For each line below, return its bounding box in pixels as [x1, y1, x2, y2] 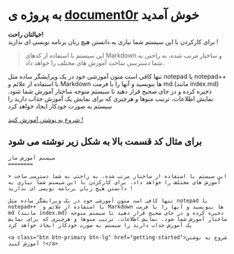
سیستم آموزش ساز [8, 154, 55, 161]
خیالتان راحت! [8, 30, 44, 38]
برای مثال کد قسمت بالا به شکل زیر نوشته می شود [8, 136, 202, 148]
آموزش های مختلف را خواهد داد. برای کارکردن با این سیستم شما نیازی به [8, 178, 221, 185]
